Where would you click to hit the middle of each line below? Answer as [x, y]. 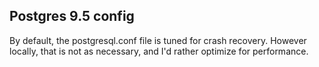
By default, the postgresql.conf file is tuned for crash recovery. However [158, 40]
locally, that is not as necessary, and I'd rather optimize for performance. [159, 51]
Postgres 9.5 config [72, 16]
